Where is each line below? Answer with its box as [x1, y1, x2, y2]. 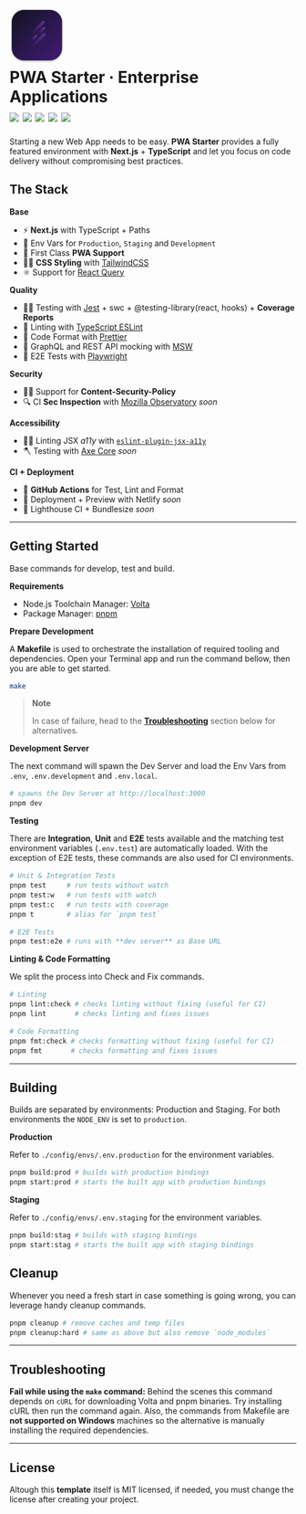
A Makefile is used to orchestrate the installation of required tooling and [9, 643, 280, 654]
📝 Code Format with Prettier [22, 331, 127, 342]
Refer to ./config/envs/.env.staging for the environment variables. [9, 1212, 262, 1223]
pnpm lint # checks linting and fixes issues [9, 1009, 209, 1019]
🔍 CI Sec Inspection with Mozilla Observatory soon [22, 396, 219, 407]
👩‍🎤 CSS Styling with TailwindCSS [22, 257, 149, 268]
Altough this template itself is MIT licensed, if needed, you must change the [9, 1484, 294, 1496]
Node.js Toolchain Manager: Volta [22, 598, 150, 609]
